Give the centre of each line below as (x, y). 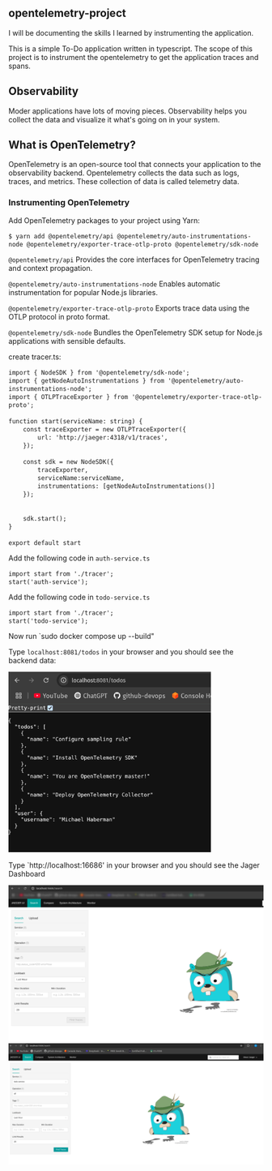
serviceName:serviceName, (81, 478)
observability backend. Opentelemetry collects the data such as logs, (124, 173)
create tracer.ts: (35, 357)
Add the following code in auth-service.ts (79, 558)
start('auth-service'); (49, 582)
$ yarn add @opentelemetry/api (61, 236)
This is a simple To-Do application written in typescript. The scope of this (131, 49)
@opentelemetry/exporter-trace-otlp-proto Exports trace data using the (129, 308)
